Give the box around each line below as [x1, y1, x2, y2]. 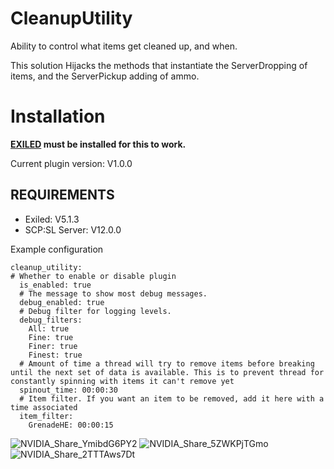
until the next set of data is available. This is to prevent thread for [10, 367, 325, 377]
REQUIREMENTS [10, 187, 115, 204]
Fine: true [28, 332, 74, 342]
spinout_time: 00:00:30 [19, 385, 118, 395]
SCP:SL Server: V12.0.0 [24, 223, 122, 236]
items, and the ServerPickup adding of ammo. [10, 70, 200, 82]
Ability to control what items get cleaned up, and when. [10, 40, 238, 52]
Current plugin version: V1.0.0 [10, 157, 133, 169]
